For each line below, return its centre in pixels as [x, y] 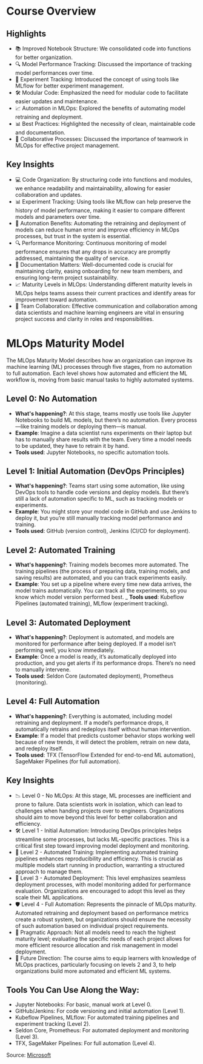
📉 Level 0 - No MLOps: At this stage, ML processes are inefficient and [103, 795]
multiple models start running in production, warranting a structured [100, 865]
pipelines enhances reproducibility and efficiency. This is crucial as [99, 859]
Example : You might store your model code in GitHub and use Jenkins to [106, 512]
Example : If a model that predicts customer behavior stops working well [105, 735]
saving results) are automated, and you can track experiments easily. [101, 578]
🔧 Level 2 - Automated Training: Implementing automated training [97, 852]
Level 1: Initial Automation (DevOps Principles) [95, 471]
